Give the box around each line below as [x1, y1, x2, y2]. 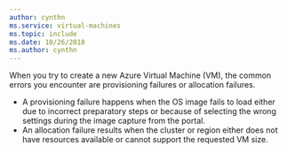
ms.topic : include [9, 29, 77, 38]
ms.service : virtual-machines [9, 21, 122, 30]
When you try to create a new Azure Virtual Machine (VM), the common [9, 70, 272, 80]
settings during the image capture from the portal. [21, 116, 206, 126]
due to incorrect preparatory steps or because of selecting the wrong [21, 106, 277, 117]
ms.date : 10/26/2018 [9, 37, 86, 47]
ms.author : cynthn [9, 46, 77, 55]
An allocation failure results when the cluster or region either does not [21, 125, 278, 135]
